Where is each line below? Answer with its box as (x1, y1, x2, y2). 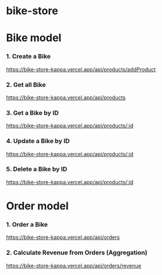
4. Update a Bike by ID (6, 137, 70, 145)
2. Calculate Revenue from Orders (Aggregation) (6, 248, 148, 257)
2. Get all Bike (6, 80, 46, 89)
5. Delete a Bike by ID (6, 165, 68, 173)
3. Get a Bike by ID (6, 108, 59, 117)
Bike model (6, 31, 62, 45)
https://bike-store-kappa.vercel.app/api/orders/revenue (6, 262, 141, 269)
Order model (6, 199, 69, 213)
